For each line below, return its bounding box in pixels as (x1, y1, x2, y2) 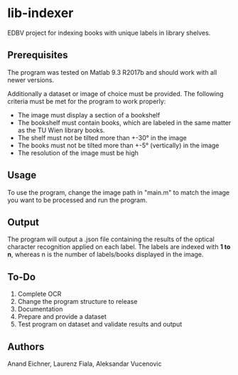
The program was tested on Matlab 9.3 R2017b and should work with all (7, 68, 217, 76)
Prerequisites (7, 49, 68, 61)
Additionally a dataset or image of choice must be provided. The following (7, 89, 224, 97)
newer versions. (7, 75, 55, 84)
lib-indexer (7, 5, 74, 21)
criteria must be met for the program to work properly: (7, 97, 166, 105)
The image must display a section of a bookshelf (17, 110, 161, 119)
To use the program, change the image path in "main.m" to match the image (7, 188, 230, 196)
